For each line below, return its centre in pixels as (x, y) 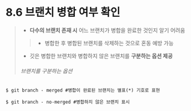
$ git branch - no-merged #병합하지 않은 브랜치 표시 (68, 102)
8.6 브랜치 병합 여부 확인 (63, 12)
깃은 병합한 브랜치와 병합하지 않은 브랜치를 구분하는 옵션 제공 (101, 55)
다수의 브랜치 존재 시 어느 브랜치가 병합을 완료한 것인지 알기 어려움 (107, 30)
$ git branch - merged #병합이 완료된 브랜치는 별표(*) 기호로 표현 (83, 90)
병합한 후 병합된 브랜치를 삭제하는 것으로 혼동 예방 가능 (109, 43)
